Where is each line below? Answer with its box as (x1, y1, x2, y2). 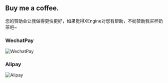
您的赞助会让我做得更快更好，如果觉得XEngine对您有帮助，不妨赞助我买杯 (5, 17, 159, 24)
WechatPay (5, 37, 34, 44)
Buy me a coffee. (5, 4, 59, 12)
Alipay (5, 61, 22, 68)
